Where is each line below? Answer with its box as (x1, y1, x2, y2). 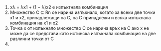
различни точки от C (9, 36, 54, 42)
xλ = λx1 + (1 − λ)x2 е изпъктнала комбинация (9, 4, 108, 10)
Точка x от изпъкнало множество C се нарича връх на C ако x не (9, 25, 150, 31)
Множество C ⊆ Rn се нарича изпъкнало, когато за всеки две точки (9, 9, 156, 15)
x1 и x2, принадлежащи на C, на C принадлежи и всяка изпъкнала (9, 15, 151, 20)
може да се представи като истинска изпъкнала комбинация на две (9, 31, 156, 36)
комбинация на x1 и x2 (9, 20, 58, 26)
